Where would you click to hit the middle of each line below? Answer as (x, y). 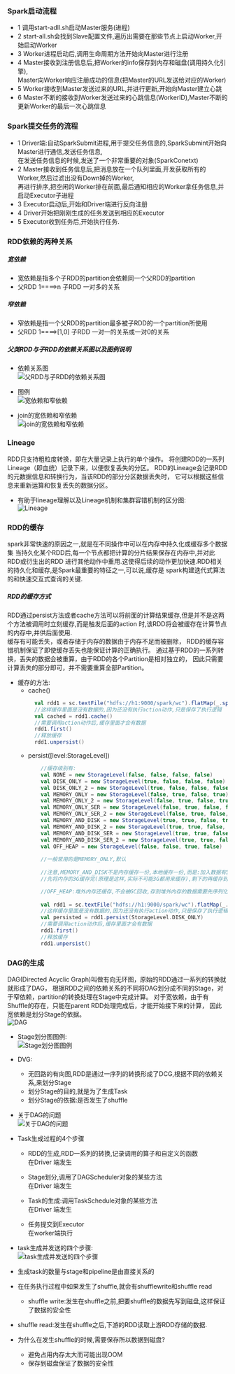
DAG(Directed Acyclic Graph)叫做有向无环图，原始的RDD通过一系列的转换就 (117, 979)
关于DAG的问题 (39, 1115)
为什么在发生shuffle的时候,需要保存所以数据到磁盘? (91, 1340)
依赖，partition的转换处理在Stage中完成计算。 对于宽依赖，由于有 (114, 997)
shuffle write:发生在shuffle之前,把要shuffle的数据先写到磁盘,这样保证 (127, 1301)
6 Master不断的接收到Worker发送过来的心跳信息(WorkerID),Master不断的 (122, 98)
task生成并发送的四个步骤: (55, 1248)
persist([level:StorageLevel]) (69, 756)
